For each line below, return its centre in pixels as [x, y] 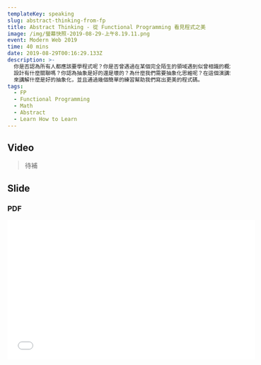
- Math [23, 106]
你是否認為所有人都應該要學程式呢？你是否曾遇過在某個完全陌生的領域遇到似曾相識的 [119, 66]
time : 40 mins [28, 47]
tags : [15, 86]
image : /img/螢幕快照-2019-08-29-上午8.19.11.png [79, 34]
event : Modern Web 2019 [42, 40]
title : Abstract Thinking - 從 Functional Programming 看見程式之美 [107, 27]
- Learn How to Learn [46, 119]
